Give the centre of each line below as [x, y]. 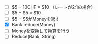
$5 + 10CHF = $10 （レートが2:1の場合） [54, 7]
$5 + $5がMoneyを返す [36, 19]
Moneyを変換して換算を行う [41, 31]
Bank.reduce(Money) [34, 25]
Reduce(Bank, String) [34, 37]
